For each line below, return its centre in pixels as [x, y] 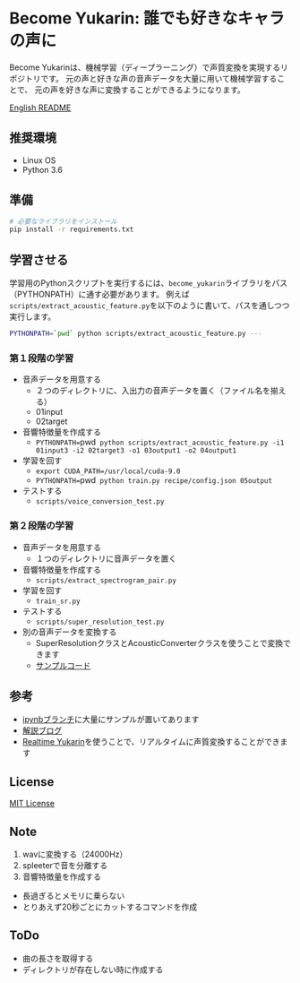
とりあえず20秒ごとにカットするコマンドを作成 [110, 907]
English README [40, 108]
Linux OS [39, 160]
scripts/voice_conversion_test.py [100, 502]
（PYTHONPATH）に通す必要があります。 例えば [99, 294]
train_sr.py [58, 601]
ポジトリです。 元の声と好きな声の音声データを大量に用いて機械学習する [143, 78]
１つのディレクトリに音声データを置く [106, 558]
